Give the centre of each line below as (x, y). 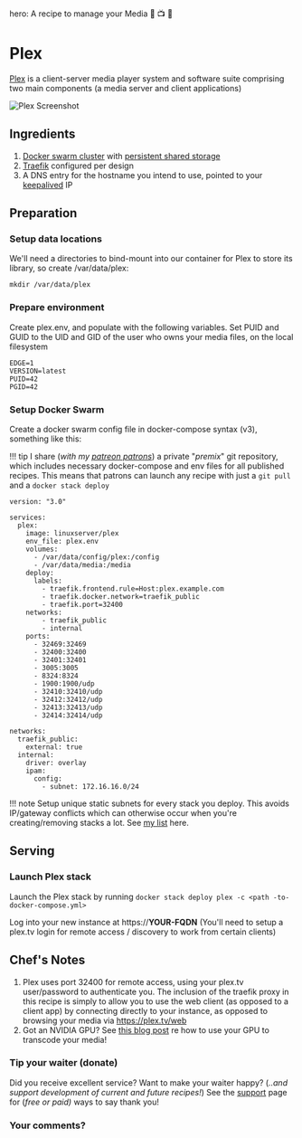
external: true (54, 747)
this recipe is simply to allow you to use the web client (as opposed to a (156, 1001)
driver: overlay (57, 763)
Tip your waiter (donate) (64, 1063)
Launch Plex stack (51, 877)
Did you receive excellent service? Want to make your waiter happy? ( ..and (148, 1082)
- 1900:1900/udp (64, 684)
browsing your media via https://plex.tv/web (104, 1020)
